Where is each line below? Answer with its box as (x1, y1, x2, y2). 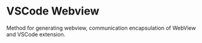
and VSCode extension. (6, 30, 66, 38)
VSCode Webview (6, 4, 100, 18)
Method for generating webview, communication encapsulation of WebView (6, 24, 197, 31)
